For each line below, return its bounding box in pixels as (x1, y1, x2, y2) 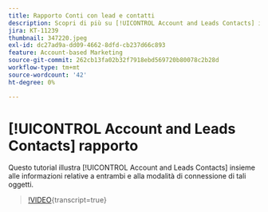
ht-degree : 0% (8, 78, 56, 86)
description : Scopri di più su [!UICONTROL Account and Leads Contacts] (8, 19, 255, 27)
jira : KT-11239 (8, 26, 59, 34)
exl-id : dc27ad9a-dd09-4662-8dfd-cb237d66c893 (8, 41, 166, 49)
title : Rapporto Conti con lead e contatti (8, 11, 156, 20)
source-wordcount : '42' (8, 71, 88, 79)
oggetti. (8, 180, 34, 190)
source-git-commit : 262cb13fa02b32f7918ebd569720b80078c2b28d (8, 57, 219, 65)
